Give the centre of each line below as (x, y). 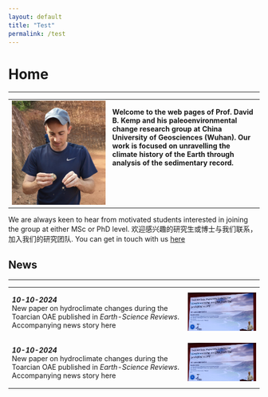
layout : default (35, 17)
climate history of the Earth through (173, 155)
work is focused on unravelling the (171, 146)
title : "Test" (32, 25)
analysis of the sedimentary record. (173, 163)
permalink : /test (37, 33)
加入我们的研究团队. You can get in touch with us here (97, 239)
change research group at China (167, 129)
